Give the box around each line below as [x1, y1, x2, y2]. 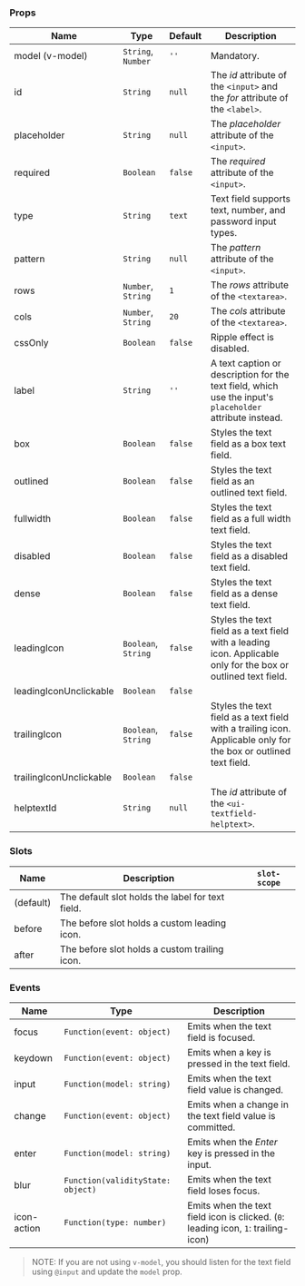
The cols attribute [210, 305, 286, 318]
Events [9, 981, 41, 994]
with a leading [210, 636, 271, 649]
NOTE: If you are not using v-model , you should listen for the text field [31, 1256, 291, 1267]
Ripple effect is [210, 331, 275, 344]
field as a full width [210, 513, 291, 525]
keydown [14, 1051, 53, 1064]
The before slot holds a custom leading [60, 917, 227, 929]
